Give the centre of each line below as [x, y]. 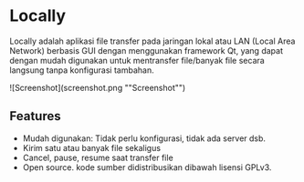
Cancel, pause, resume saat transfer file [98, 157]
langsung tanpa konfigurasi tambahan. [82, 70]
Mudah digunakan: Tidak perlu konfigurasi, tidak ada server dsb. [144, 138]
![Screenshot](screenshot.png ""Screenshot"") [98, 87]
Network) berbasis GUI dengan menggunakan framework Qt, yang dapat [146, 50]
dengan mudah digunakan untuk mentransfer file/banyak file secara [137, 60]
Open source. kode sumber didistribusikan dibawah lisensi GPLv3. [147, 167]
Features [35, 116]
